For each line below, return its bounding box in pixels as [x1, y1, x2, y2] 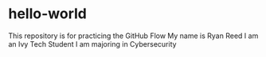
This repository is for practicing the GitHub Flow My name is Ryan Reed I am [8, 31, 259, 40]
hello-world [8, 5, 88, 23]
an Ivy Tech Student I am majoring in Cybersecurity [8, 39, 177, 48]
